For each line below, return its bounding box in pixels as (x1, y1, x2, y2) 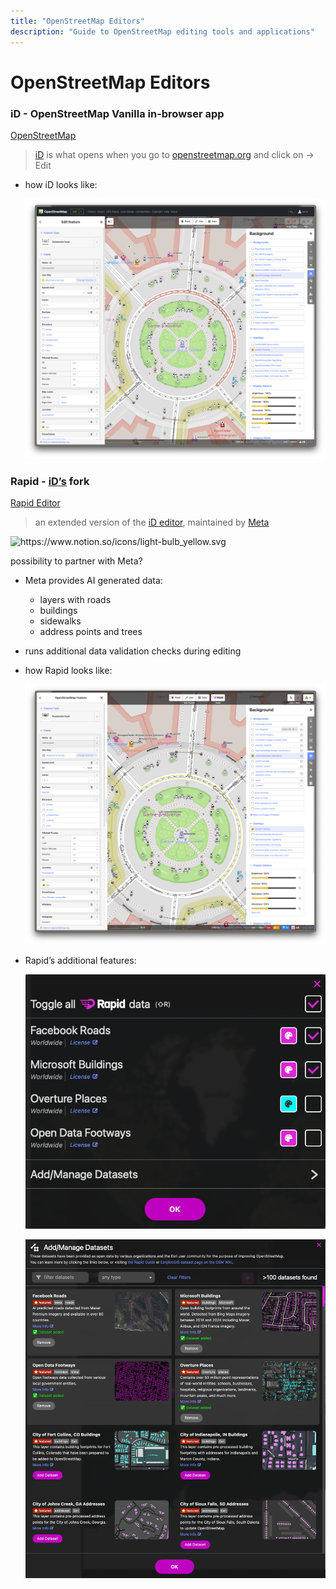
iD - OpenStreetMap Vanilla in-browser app (10, 106, 225, 120)
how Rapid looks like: (24, 665, 113, 677)
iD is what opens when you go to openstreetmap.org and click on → (34, 148, 315, 160)
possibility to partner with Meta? (10, 555, 143, 567)
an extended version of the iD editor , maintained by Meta (34, 516, 270, 529)
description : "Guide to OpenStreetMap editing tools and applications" (10, 26, 315, 37)
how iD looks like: (24, 178, 98, 190)
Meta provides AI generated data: (24, 575, 163, 587)
